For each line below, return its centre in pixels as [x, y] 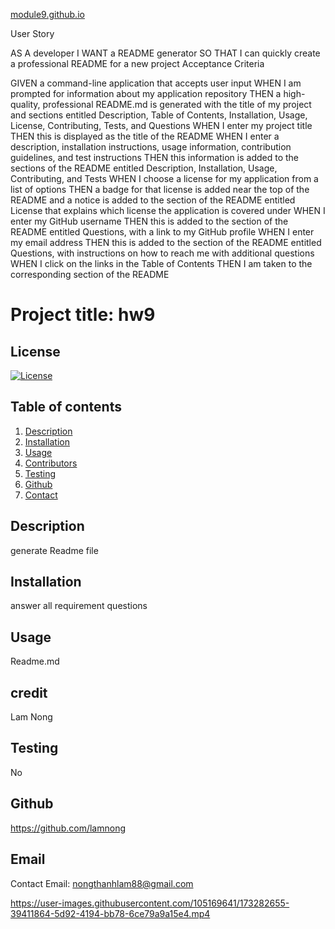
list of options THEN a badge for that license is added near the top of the [160, 189]
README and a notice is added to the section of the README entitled [153, 200]
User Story [32, 33]
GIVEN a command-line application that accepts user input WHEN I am [156, 83]
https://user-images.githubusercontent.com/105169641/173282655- [150, 903]
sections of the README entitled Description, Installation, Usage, [144, 168]
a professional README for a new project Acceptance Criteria [137, 63]
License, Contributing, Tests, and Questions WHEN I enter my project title [161, 125]
